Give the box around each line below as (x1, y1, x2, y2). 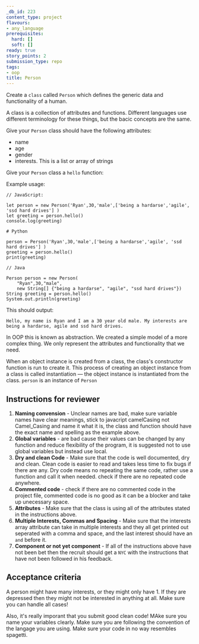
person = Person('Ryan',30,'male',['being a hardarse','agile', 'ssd (6, 239, 182, 245)
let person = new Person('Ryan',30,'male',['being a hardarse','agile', (6, 203, 190, 209)
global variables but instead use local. (14, 447, 108, 455)
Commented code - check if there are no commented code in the (14, 485, 176, 492)
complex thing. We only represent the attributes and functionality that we (6, 340, 185, 347)
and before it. (14, 536, 47, 543)
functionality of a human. (6, 98, 67, 105)
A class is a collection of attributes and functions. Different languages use (6, 109, 187, 117)
